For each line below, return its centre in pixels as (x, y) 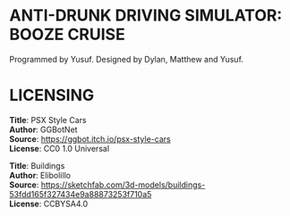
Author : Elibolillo (40, 175)
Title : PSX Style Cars (48, 120)
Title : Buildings (37, 165)
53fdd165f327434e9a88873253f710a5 (81, 194)
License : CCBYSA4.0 (48, 204)
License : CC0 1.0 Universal (60, 148)
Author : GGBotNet (43, 129)
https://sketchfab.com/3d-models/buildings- (123, 185)
